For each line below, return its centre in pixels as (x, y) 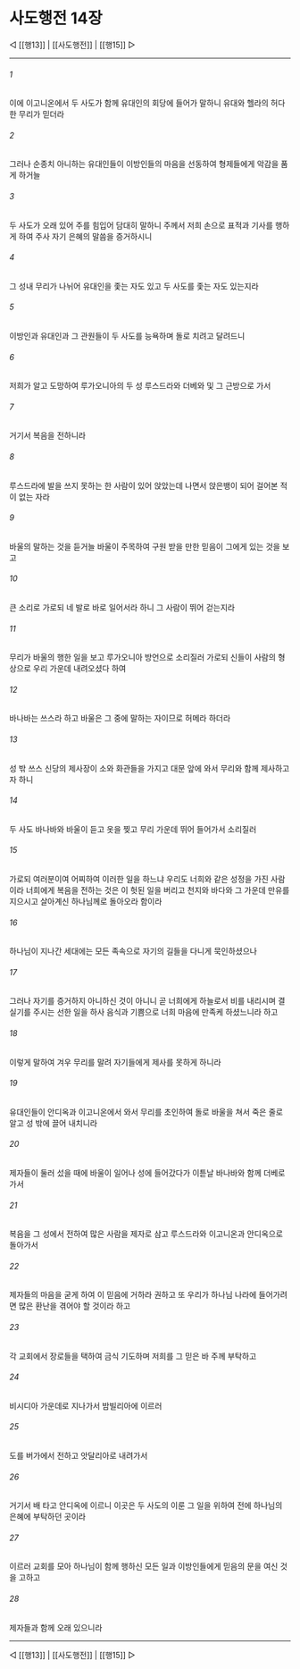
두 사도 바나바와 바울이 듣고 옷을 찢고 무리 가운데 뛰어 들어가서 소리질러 (133, 829)
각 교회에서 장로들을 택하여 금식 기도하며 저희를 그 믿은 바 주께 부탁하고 (133, 1356)
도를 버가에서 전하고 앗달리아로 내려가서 (79, 1456)
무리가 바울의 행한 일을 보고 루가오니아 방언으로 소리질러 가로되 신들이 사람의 (143, 657)
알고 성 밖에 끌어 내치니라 (54, 1123)
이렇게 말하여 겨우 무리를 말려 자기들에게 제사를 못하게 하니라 (115, 1062)
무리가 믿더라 (42, 114)
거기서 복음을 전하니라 (48, 435)
